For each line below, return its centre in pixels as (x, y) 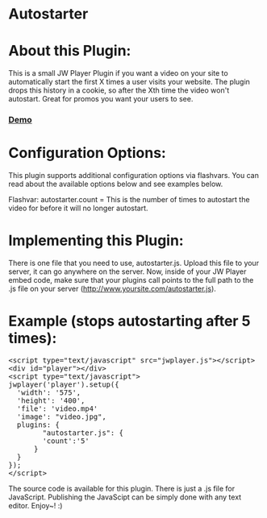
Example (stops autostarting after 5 (130, 321)
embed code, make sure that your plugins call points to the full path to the (131, 280)
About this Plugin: (70, 51)
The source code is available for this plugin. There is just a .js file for (122, 488)
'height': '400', (51, 400)
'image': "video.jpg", (61, 416)
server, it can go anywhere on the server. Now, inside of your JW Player (127, 271)
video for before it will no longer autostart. (78, 208)
